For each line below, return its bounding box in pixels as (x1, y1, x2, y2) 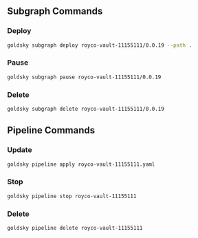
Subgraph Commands (7, 6, 103, 17)
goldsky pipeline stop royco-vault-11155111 (7, 193, 137, 199)
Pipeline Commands (7, 125, 95, 136)
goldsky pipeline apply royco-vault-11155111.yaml (7, 161, 155, 168)
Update (7, 145, 32, 155)
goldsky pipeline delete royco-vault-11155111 (7, 224, 143, 231)
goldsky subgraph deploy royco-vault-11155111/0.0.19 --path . (7, 41, 192, 49)
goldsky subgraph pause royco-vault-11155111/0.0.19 (7, 74, 162, 80)
